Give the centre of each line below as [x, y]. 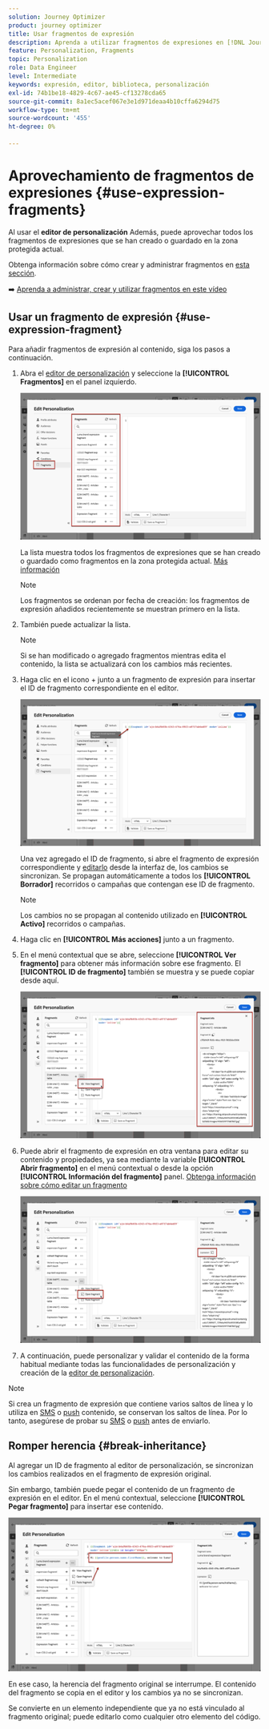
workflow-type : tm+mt [44, 110]
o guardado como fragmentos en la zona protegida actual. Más [124, 561]
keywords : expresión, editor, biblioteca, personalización [109, 84]
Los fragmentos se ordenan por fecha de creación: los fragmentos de [134, 600]
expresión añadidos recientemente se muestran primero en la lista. [130, 609]
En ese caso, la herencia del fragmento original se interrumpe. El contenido [132, 1684]
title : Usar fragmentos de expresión [71, 34]
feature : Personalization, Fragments [71, 51]
